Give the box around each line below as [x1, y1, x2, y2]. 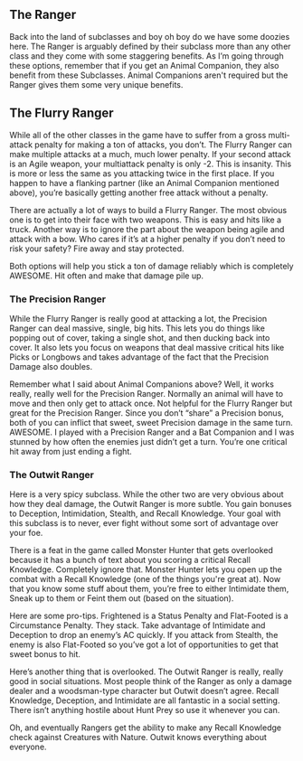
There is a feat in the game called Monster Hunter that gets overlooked [9, 545, 274, 556]
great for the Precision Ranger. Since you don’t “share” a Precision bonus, [9, 407, 285, 418]
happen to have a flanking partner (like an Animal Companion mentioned [9, 177, 279, 188]
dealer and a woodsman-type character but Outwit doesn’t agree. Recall [9, 686, 279, 697]
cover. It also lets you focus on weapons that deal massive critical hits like [9, 342, 285, 352]
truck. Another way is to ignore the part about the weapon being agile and [9, 223, 285, 234]
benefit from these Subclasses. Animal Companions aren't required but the [9, 70, 289, 80]
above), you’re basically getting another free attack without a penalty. [9, 187, 269, 198]
